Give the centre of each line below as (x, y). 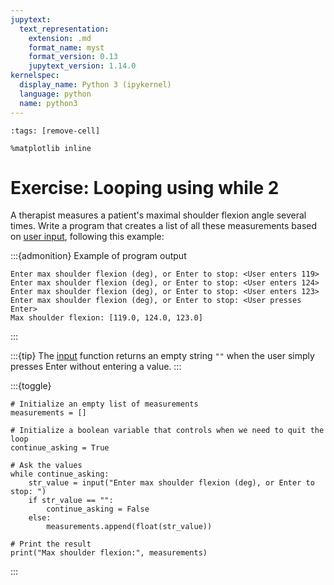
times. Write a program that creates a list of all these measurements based (164, 226)
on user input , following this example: (87, 237)
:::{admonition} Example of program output (98, 256)
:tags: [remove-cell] (55, 131)
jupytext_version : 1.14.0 (82, 66)
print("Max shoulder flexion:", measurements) (109, 553)
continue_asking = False (98, 509)
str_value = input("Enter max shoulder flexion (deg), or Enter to (171, 483)
